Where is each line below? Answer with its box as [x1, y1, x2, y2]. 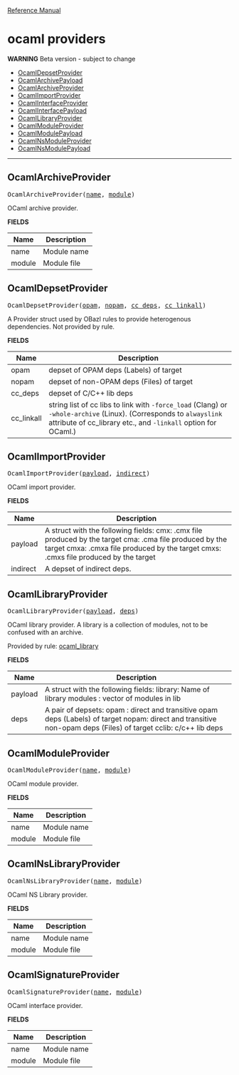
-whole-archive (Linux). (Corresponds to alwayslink [48, 408, 223, 418]
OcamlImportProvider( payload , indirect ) [7, 470, 151, 478]
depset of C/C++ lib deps [48, 388, 134, 398]
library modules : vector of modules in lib [45, 694, 181, 704]
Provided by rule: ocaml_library [7, 642, 99, 651]
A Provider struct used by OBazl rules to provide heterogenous [7, 314, 191, 323]
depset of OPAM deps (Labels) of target [48, 365, 183, 375]
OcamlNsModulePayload [17, 144, 91, 153]
